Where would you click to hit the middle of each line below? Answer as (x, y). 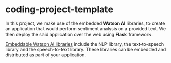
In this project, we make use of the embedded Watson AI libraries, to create (85, 23)
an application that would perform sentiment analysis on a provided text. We (86, 28)
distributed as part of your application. (46, 55)
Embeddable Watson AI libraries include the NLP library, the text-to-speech (85, 44)
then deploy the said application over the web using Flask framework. (79, 34)
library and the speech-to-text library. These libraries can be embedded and (86, 49)
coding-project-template (59, 9)
